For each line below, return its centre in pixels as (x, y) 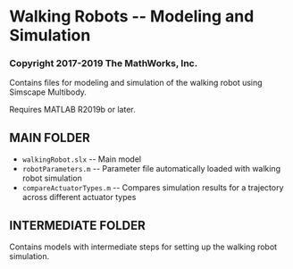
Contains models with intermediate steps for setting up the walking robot (143, 247)
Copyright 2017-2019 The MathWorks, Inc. (104, 63)
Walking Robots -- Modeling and (132, 17)
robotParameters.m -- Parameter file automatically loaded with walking (151, 169)
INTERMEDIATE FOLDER (77, 225)
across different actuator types (79, 198)
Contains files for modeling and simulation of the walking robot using (136, 83)
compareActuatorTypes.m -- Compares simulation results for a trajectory (153, 188)
